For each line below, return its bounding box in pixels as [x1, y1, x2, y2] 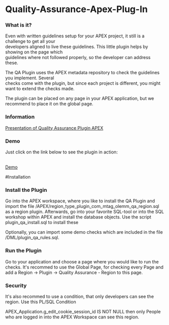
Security [5, 282, 27, 289]
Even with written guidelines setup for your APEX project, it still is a [5, 33, 145, 39]
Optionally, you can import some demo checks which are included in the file [5, 229, 163, 235]
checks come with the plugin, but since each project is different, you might [5, 80, 160, 86]
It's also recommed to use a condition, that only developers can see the [5, 293, 154, 299]
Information [5, 114, 35, 121]
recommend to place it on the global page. [5, 101, 93, 107]
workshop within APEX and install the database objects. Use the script [5, 214, 151, 220]
